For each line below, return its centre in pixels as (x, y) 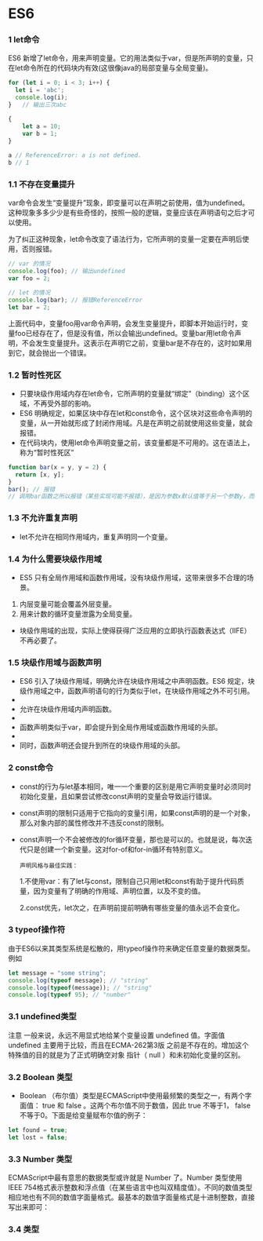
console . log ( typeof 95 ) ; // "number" (70, 995)
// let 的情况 (29, 293)
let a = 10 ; (41, 126)
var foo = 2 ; (29, 279)
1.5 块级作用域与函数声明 (55, 662)
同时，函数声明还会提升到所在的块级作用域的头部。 (102, 746)
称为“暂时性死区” (47, 452)
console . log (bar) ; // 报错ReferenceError (76, 300)
